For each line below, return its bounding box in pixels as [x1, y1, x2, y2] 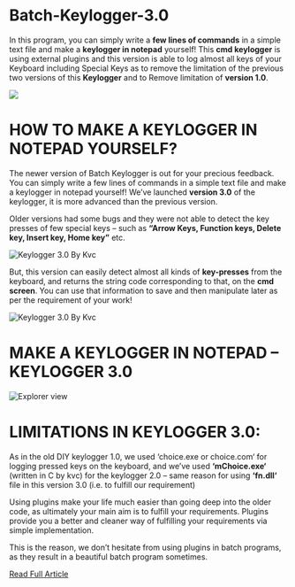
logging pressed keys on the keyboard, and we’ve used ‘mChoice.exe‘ [9, 460, 267, 471]
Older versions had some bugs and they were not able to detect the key [9, 213, 269, 224]
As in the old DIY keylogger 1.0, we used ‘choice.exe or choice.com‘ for [9, 451, 268, 461]
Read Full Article [9, 568, 69, 579]
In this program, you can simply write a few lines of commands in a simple [9, 35, 281, 45]
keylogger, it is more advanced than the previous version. [9, 196, 218, 206]
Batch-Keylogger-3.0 [9, 5, 170, 26]
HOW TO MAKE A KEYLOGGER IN [9, 120, 258, 140]
